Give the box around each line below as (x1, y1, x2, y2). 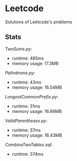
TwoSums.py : (5, 46, 32, 51)
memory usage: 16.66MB (12, 108, 62, 114)
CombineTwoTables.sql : (5, 142, 53, 147)
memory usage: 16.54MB (12, 84, 62, 90)
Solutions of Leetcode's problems (5, 19, 73, 25)
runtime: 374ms (12, 151, 44, 157)
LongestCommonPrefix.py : (5, 94, 59, 99)
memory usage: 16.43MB (12, 132, 62, 138)
